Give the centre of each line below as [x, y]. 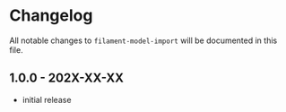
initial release [47, 99]
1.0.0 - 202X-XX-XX [66, 78]
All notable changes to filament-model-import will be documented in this [143, 40]
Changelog [51, 16]
